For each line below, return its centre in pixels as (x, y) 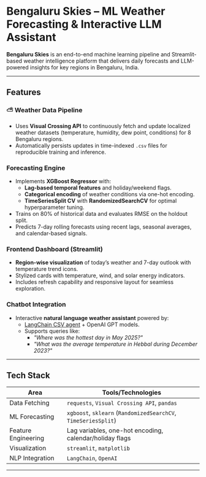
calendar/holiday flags (99, 438)
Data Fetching (30, 403)
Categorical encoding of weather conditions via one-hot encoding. (109, 194)
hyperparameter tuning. (54, 207)
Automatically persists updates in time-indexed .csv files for (91, 145)
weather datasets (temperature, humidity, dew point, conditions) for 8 (103, 132)
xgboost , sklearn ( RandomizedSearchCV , (121, 413)
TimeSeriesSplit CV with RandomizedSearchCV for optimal (101, 200)
